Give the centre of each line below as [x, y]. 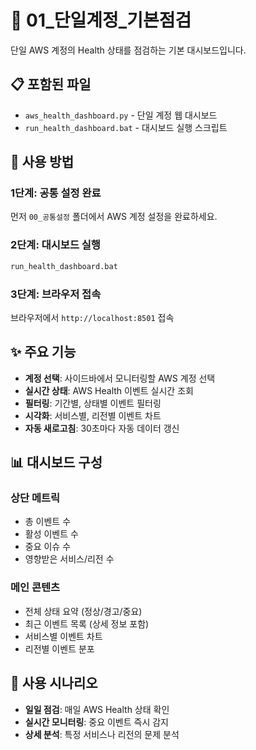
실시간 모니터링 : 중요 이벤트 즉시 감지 [96, 722]
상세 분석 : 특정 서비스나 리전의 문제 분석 [102, 734]
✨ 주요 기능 [43, 352]
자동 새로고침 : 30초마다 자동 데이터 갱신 [102, 428]
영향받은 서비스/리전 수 [69, 559]
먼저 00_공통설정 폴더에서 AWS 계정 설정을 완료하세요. [114, 217]
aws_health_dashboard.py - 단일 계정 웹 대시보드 [121, 115]
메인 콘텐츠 [35, 588]
